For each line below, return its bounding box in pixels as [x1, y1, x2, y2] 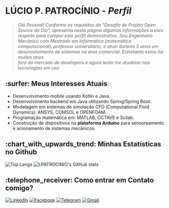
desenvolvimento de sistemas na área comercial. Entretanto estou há [17, 49, 163, 55]
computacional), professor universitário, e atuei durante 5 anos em [17, 43, 159, 49]
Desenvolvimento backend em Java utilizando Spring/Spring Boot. [12, 98, 152, 104]
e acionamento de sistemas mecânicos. [12, 125, 95, 131]
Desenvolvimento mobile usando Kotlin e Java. [12, 93, 111, 99]
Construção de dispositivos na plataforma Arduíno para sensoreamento [12, 119, 164, 126]
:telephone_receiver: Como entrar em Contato [5, 176, 154, 184]
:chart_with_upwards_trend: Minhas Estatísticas [5, 140, 161, 149]
